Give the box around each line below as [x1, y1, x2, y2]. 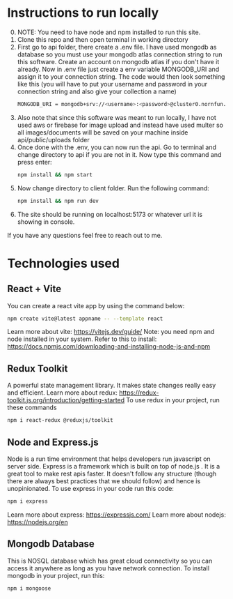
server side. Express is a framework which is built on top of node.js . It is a [7, 462, 220, 470]
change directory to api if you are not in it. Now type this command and [17, 150, 222, 158]
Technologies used [7, 255, 120, 271]
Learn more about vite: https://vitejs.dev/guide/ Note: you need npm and [7, 328, 215, 336]
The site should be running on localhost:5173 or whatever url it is [17, 210, 203, 218]
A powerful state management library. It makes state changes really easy [7, 381, 216, 390]
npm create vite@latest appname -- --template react [7, 315, 163, 322]
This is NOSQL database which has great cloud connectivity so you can [7, 556, 213, 565]
